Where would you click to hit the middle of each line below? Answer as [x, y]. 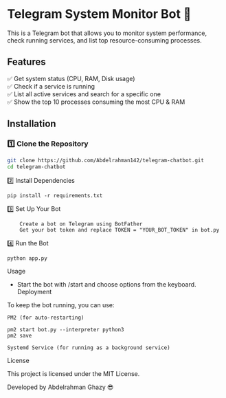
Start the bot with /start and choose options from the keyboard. [107, 285]
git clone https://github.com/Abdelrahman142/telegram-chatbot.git [106, 161]
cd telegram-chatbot [37, 167]
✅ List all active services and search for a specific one [84, 94]
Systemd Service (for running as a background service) [89, 348]
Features [26, 62]
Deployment [34, 292]
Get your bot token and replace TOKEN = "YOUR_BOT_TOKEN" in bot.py [120, 230]
